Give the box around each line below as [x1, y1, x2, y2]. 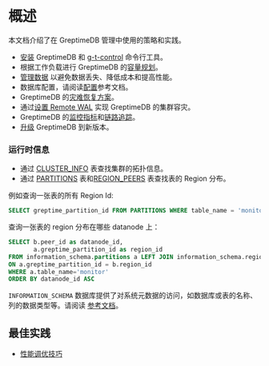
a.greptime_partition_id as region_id [33, 245, 163, 253]
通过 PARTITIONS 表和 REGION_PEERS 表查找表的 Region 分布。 [19, 173, 231, 184]
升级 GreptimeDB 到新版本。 [19, 121, 114, 132]
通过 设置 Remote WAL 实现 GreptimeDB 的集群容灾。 [19, 101, 195, 112]
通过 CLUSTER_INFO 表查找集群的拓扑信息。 [19, 164, 168, 173]
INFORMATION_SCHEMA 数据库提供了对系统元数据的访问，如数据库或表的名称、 [8, 291, 258, 300]
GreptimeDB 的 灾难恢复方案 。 [19, 92, 118, 101]
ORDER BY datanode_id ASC [8, 275, 94, 284]
